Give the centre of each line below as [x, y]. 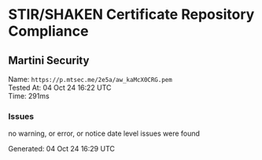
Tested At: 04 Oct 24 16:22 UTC [60, 87]
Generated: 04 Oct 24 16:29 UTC [62, 149]
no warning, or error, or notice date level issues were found [104, 134]
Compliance [48, 31]
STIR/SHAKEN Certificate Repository [131, 15]
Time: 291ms [29, 96]
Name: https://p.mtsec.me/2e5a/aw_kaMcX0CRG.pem [90, 79]
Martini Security [49, 60]
